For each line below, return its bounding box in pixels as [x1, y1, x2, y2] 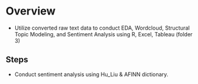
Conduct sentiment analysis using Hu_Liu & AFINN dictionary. [14, 71, 168, 78]
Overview [5, 4, 56, 18]
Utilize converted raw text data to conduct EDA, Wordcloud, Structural [14, 24, 190, 31]
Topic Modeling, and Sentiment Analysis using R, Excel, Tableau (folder [14, 30, 193, 37]
